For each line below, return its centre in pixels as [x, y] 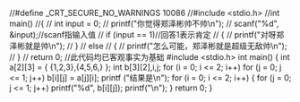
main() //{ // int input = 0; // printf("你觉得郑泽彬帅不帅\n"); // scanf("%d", [144, 23]
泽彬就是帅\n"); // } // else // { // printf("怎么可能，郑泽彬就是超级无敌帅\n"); [148, 46]
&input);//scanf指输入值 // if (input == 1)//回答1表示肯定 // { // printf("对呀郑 [147, 34]
